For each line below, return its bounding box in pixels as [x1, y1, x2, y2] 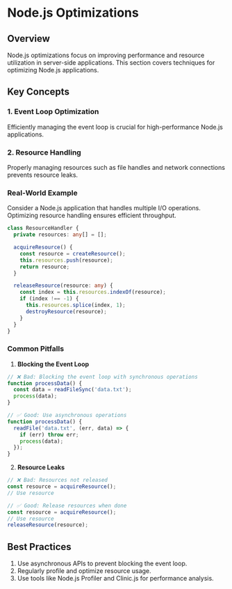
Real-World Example [7, 188, 78, 198]
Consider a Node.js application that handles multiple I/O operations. [7, 204, 201, 212]
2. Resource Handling [7, 148, 81, 157]
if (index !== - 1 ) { [19, 295, 79, 302]
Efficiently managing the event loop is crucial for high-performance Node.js [7, 123, 224, 131]
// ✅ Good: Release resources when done [7, 502, 127, 509]
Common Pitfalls [7, 344, 65, 354]
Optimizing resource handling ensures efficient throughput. [7, 211, 177, 220]
